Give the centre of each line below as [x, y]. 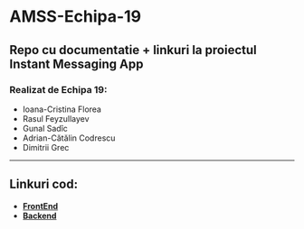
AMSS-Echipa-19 [76, 17]
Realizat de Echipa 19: [58, 89]
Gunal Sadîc [45, 128]
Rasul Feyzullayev [56, 118]
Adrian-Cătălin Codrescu [69, 138]
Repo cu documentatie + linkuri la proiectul [133, 50]
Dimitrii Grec [46, 147]
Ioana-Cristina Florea [62, 109]
